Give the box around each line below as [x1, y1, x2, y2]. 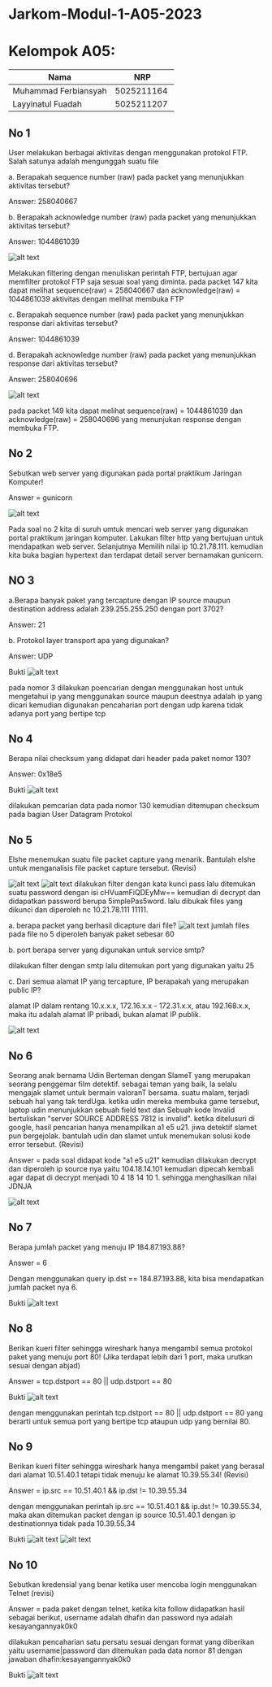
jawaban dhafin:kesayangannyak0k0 [8, 1654, 132, 1664]
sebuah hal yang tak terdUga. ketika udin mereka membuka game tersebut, [8, 1097, 260, 1106]
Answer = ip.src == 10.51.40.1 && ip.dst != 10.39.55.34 [8, 1485, 188, 1496]
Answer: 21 [8, 620, 46, 629]
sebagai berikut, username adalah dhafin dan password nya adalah [8, 1613, 233, 1623]
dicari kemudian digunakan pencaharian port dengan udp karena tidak [8, 700, 244, 710]
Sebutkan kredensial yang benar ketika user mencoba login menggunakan [8, 1580, 257, 1589]
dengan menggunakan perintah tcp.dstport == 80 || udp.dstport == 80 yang [8, 1407, 264, 1417]
